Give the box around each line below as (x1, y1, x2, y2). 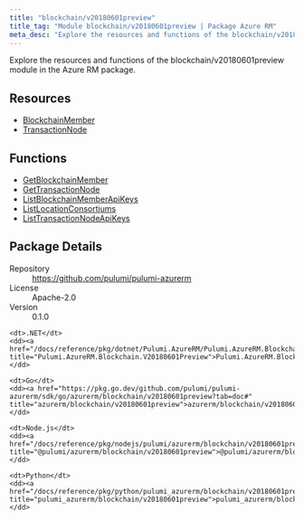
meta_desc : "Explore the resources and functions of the (9, 30, 229, 39)
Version (9, 301, 38, 312)
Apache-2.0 (32, 291, 77, 303)
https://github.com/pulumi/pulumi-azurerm (32, 272, 192, 283)
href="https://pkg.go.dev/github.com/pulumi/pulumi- (37, 383, 242, 393)
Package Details (9, 239, 102, 254)
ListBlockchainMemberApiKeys (22, 194, 138, 204)
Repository (9, 263, 50, 274)
